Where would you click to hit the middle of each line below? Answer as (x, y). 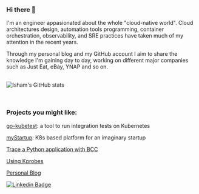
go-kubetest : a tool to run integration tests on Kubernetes (78, 125)
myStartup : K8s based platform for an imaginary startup (76, 137)
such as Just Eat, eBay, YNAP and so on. (57, 67)
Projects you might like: (42, 113)
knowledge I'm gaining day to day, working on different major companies (97, 61)
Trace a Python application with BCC (52, 149)
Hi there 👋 (21, 10)
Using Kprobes (25, 161)
